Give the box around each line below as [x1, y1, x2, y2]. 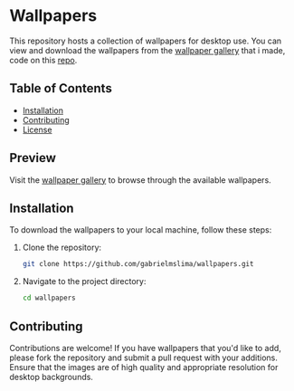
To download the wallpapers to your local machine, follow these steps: [9, 224, 272, 235]
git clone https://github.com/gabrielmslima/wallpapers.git [22, 260, 254, 269]
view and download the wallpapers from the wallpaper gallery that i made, [9, 44, 286, 55]
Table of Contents [9, 81, 113, 96]
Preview [9, 150, 57, 166]
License [22, 124, 52, 135]
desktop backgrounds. [9, 371, 93, 382]
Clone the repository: [22, 242, 102, 253]
